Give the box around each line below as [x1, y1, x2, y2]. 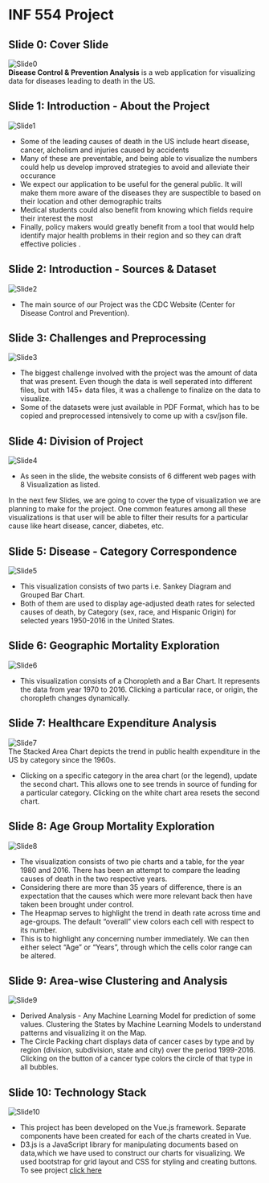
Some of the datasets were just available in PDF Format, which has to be [19, 403, 259, 412]
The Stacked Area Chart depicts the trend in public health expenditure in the [8, 747, 261, 756]
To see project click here [19, 1165, 102, 1175]
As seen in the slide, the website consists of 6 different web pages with [19, 471, 256, 481]
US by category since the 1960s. [8, 755, 116, 764]
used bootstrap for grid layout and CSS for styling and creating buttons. [19, 1157, 258, 1167]
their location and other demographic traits [19, 196, 162, 206]
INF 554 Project [8, 6, 114, 24]
